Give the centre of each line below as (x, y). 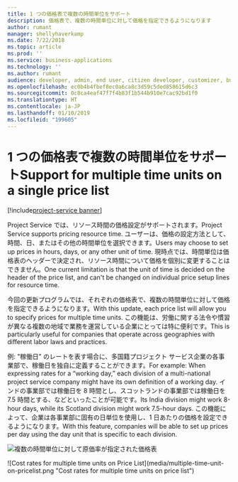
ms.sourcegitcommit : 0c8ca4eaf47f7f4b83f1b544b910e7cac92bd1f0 (103, 93)
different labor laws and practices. (57, 341)
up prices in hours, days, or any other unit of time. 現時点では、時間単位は (115, 251)
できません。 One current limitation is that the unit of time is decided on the (116, 269)
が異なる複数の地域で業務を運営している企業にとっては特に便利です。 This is (119, 326)
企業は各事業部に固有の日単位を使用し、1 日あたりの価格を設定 (124, 417)
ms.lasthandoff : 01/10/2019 (49, 113)
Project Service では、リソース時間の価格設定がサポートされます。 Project (115, 225)
